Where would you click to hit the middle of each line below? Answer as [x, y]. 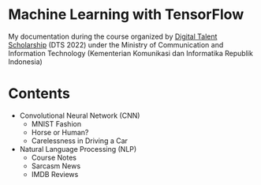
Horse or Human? [60, 132]
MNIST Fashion [56, 123]
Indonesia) [26, 62]
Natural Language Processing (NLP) [78, 149]
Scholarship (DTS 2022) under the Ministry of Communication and [116, 44]
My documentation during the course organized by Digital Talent [113, 36]
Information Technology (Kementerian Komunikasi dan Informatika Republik [131, 53]
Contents [39, 94]
